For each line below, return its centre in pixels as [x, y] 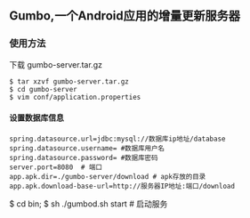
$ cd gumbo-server [43, 89]
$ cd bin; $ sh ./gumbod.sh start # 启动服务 [89, 204]
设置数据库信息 [36, 117]
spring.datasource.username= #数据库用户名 [87, 148]
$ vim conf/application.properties [75, 97]
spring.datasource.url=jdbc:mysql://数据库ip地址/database [117, 139]
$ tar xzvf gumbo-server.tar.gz [69, 81]
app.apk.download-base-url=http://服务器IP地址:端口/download [122, 186]
